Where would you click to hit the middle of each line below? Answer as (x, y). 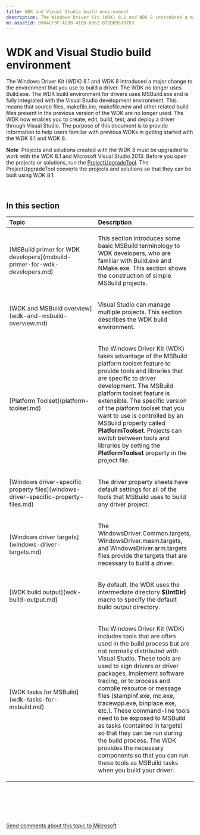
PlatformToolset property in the (143, 453)
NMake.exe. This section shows (142, 268)
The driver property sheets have (143, 482)
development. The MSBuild (136, 386)
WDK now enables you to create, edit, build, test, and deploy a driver (90, 119)
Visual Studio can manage (134, 305)
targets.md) (26, 552)
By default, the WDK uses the (139, 585)
